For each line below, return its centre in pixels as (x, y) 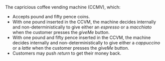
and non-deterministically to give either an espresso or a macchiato (82, 27)
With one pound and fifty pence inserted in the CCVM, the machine (82, 37)
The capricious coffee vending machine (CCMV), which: (63, 7)
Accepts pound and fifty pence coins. (51, 16)
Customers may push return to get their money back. (67, 53)
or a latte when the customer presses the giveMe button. (71, 48)
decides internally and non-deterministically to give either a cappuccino (86, 43)
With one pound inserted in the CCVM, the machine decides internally (84, 22)
